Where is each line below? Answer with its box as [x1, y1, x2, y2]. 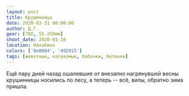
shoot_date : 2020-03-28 [6, 37, 66, 43]
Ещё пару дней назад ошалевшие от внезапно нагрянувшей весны [6, 70, 179, 77]
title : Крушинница [6, 14, 53, 20]
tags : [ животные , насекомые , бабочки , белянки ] [6, 53, 129, 59]
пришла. [6, 82, 28, 90]
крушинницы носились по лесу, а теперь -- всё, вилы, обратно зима [6, 76, 184, 83]
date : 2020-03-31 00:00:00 [6, 20, 74, 26]
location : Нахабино [6, 43, 56, 49]
